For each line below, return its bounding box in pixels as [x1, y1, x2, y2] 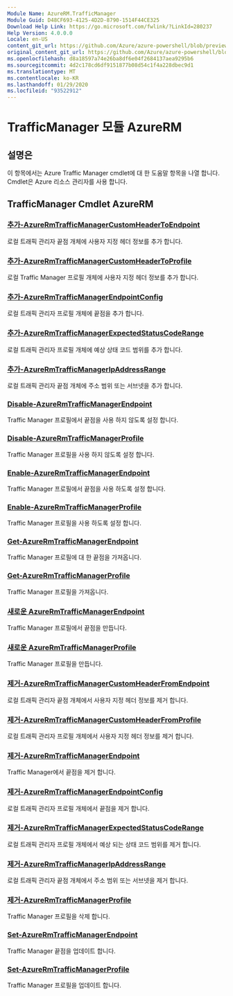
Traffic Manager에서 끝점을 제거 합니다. [7, 768, 116, 776]
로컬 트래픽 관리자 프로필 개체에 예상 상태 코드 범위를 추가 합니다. [7, 345, 183, 353]
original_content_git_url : [7, 49, 85, 56]
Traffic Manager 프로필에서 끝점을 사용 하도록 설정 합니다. [7, 484, 166, 493]
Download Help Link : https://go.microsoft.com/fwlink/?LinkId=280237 [7, 23, 213, 30]
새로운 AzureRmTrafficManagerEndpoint [7, 606, 145, 616]
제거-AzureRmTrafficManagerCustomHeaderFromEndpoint [7, 679, 210, 688]
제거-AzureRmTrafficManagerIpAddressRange [7, 859, 166, 868]
